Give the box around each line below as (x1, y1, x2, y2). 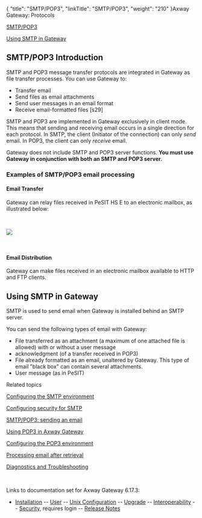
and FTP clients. (6, 274, 46, 281)
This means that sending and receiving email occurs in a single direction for (6, 124, 195, 131)
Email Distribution (6, 254, 52, 261)
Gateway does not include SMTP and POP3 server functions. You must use (6, 148, 194, 156)
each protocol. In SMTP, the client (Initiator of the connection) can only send (6, 130, 196, 138)
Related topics (6, 381, 42, 388)
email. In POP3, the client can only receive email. (6, 137, 128, 144)
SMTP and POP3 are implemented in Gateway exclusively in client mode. (6, 117, 187, 125)
